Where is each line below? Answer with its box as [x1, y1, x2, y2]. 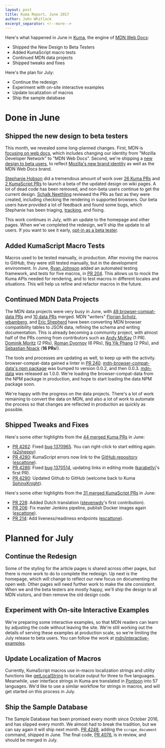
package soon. [5, 381, 35, 387]
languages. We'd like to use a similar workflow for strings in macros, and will [5, 683, 160, 689]
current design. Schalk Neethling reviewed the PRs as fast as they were [5, 191, 150, 197]
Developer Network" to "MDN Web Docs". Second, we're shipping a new [5, 155, 153, 161]
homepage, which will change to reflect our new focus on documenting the [5, 576, 158, 582]
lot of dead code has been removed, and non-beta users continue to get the [5, 186, 160, 192]
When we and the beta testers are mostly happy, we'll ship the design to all [5, 586, 158, 592]
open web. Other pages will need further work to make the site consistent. [5, 581, 156, 587]
